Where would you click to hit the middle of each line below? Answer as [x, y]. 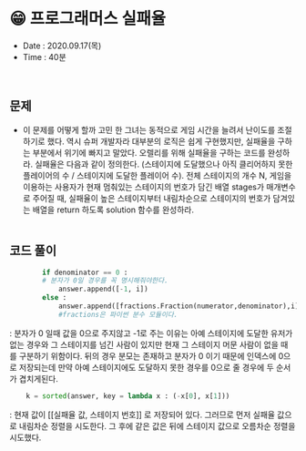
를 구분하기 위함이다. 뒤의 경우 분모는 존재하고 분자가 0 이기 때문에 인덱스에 [143, 355]
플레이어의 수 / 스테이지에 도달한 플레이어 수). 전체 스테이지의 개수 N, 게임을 [157, 175]
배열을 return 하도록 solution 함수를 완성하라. [113, 210]
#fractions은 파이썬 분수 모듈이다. [118, 314]
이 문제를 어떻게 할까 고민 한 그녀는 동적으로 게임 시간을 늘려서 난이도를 [149, 129]
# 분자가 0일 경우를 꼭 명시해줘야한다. [105, 281]
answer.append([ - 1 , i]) [103, 289]
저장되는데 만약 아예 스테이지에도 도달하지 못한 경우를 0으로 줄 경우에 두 [147, 367]
